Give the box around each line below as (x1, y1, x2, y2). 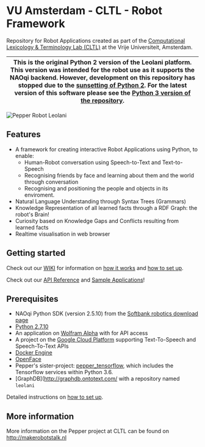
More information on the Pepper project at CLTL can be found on (6, 427, 170, 435)
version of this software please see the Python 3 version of (14, 88, 191, 97)
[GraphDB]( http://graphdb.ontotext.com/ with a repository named (15, 375, 180, 383)
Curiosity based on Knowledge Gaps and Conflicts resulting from (15, 217, 179, 224)
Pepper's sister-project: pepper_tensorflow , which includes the (15, 362, 174, 369)
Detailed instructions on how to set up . (6, 393, 104, 401)
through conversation (24, 178, 79, 186)
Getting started (6, 248, 66, 258)
